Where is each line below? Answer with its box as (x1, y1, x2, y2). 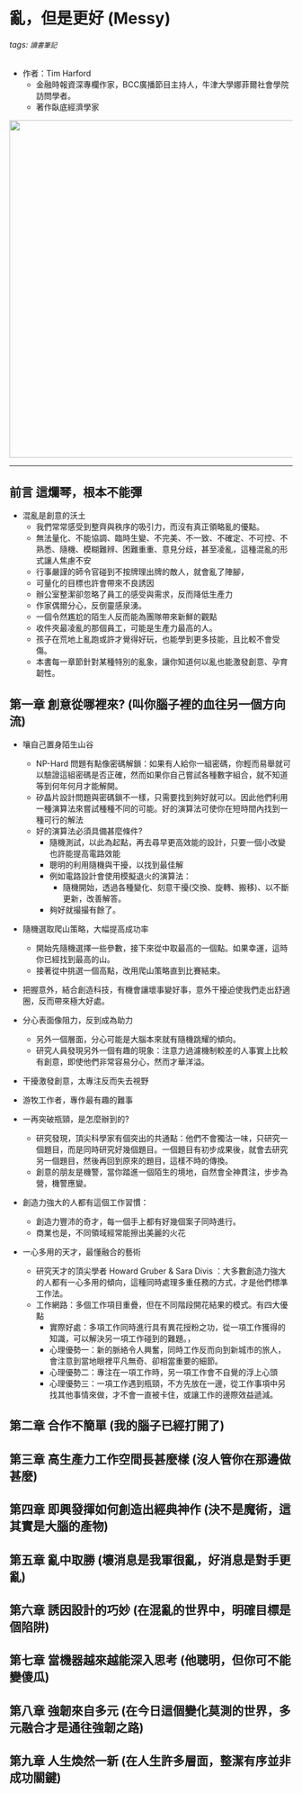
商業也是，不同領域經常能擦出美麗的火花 (35, 1228, 186, 1239)
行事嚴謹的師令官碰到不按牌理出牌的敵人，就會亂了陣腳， (35, 566, 249, 577)
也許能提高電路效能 (49, 848, 121, 860)
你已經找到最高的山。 (35, 954, 115, 965)
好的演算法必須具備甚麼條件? (35, 825, 143, 837)
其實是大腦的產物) (9, 1518, 109, 1535)
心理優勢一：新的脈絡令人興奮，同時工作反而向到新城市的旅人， (49, 1345, 286, 1356)
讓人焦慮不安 (43, 555, 92, 566)
